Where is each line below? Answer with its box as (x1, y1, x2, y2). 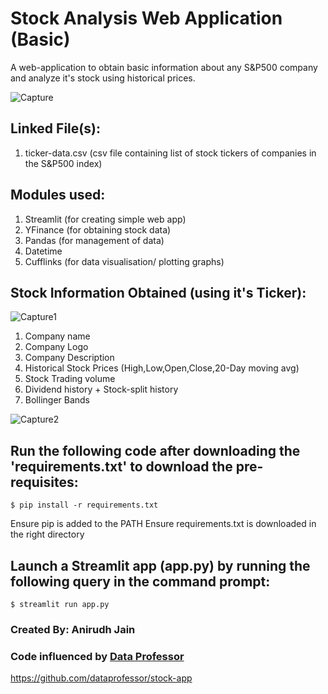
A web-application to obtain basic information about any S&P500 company (10, 61, 318, 73)
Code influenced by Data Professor (10, 649, 185, 663)
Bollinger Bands (24, 394, 91, 406)
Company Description (24, 352, 115, 364)
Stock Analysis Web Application (10, 7, 283, 30)
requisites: (10, 473, 79, 491)
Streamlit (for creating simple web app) (24, 213, 187, 225)
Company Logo (24, 341, 89, 353)
